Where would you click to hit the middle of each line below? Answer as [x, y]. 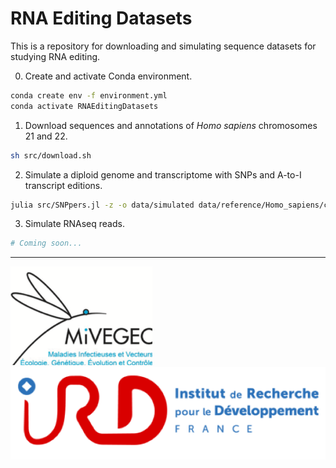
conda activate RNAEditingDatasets [84, 106]
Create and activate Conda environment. [108, 76]
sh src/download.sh [51, 155]
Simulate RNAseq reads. [74, 224]
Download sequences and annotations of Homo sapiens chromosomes [171, 125]
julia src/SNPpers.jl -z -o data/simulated [102, 205]
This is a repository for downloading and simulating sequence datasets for [163, 46]
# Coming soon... [46, 243]
